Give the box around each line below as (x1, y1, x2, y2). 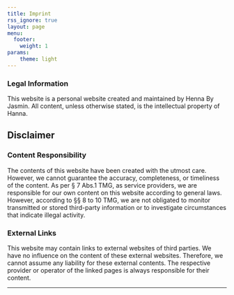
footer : (13, 36, 36, 43)
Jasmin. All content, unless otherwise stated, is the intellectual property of (7, 102, 221, 110)
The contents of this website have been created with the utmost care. (7, 166, 207, 174)
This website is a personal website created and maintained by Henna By (7, 95, 214, 103)
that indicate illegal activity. (7, 211, 86, 219)
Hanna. (7, 109, 28, 118)
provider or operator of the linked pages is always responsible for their (7, 266, 210, 275)
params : (7, 50, 30, 56)
